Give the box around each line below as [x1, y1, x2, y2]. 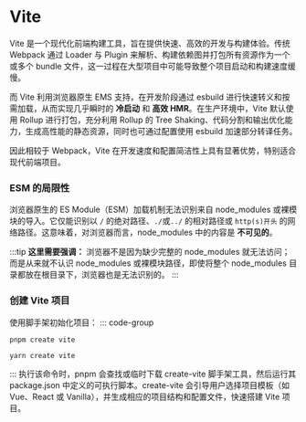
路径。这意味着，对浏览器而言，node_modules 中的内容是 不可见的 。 [16, 227, 278, 238]
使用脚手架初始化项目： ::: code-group [9, 317, 154, 328]
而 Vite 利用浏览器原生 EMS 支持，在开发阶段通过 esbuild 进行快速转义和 [9, 91, 283, 102]
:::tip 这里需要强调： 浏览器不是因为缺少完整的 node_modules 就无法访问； [9, 247, 290, 258]
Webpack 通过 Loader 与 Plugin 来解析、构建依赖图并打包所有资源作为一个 [9, 48, 290, 60]
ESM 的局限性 [9, 181, 70, 194]
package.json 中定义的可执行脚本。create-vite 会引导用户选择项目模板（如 [9, 379, 290, 390]
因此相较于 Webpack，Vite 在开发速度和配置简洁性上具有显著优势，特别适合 [9, 144, 297, 156]
